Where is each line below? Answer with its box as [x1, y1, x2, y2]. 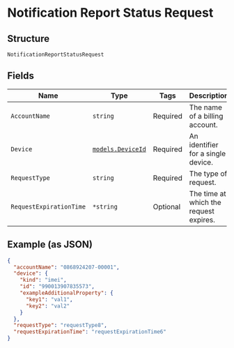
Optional [153, 202, 181, 211]
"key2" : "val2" [25, 302, 70, 310]
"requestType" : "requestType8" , [13, 322, 108, 329]
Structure [7, 33, 50, 45]
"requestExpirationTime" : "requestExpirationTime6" [13, 328, 167, 335]
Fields [7, 70, 35, 82]
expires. [189, 215, 216, 225]
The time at [189, 188, 226, 198]
